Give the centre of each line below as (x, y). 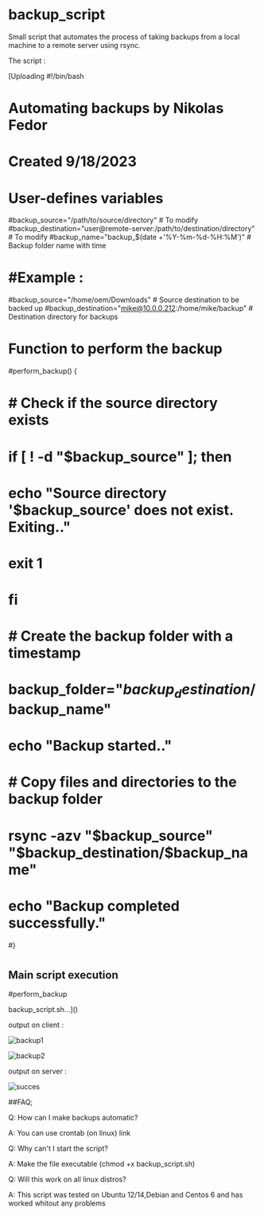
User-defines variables (86, 198)
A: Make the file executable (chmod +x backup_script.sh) (102, 1164)
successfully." (57, 923)
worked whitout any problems (57, 1203)
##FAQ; (21, 1102)
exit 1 (25, 563)
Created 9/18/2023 (73, 162)
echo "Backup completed (94, 906)
